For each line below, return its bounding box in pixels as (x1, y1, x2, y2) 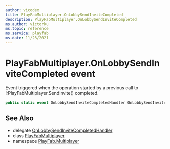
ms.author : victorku (5, 21, 49, 27)
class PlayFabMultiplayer (12, 132, 65, 139)
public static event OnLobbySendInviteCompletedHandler (5, 100, 125, 105)
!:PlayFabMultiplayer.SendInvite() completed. (5, 90, 99, 96)
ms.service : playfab (5, 31, 49, 36)
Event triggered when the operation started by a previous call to (5, 84, 138, 91)
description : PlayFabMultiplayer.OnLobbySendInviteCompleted (5, 17, 137, 22)
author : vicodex (5, 7, 39, 13)
